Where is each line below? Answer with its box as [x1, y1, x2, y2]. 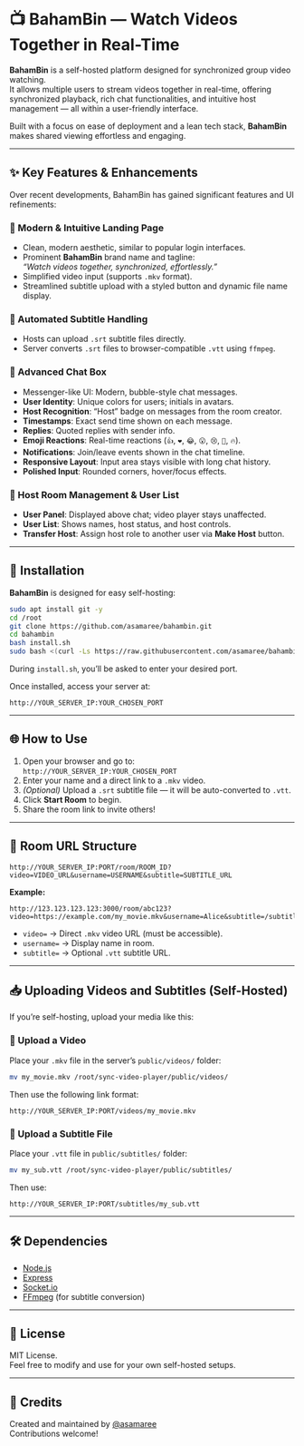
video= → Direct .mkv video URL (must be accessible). [22, 928, 223, 939]
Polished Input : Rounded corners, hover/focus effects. [22, 465, 227, 476]
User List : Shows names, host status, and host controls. [22, 518, 232, 529]
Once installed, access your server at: [9, 681, 151, 691]
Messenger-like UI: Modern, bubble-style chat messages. [22, 386, 238, 397]
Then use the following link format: [9, 1089, 139, 1099]
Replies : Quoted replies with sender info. [22, 425, 176, 435]
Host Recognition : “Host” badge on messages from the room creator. [22, 405, 282, 416]
